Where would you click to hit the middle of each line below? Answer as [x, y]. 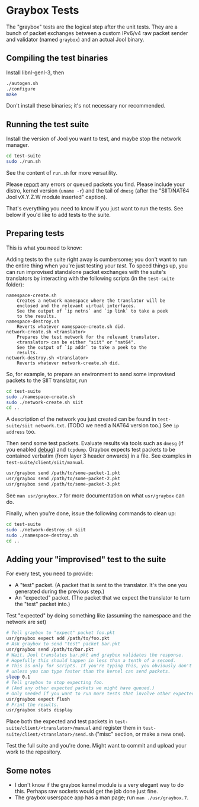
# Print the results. [33, 705]
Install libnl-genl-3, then [35, 72]
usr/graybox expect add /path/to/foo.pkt [58, 639]
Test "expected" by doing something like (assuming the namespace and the [99, 616]
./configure [21, 89]
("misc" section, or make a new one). [140, 734]
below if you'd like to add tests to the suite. [59, 215]
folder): [15, 284]
